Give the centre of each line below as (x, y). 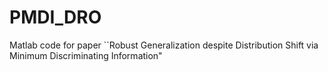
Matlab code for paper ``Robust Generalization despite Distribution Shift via (164, 45)
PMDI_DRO (55, 17)
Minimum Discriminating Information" (86, 55)
